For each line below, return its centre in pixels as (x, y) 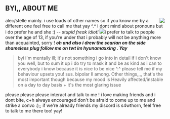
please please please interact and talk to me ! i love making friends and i (80, 94)
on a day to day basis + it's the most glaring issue (69, 85)
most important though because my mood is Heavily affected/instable (90, 79)
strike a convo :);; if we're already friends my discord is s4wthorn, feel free (83, 105)
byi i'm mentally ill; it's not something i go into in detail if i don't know (89, 58)
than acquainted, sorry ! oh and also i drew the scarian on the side (75, 43)
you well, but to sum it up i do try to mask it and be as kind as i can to (90, 63)
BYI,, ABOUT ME (32, 8)
